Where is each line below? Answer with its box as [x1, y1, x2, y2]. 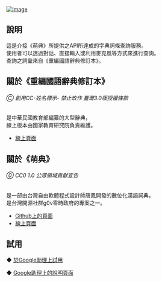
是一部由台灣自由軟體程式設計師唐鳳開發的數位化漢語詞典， [6, 192, 154, 199]
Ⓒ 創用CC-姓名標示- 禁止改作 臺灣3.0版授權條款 [6, 94, 128, 101]
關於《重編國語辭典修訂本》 [6, 76, 110, 87]
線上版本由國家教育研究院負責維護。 [6, 121, 96, 129]
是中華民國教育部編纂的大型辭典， [6, 114, 91, 121]
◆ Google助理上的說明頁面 [6, 269, 74, 276]
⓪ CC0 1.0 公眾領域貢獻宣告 [6, 172, 78, 179]
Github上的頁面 [14, 212, 53, 219]
